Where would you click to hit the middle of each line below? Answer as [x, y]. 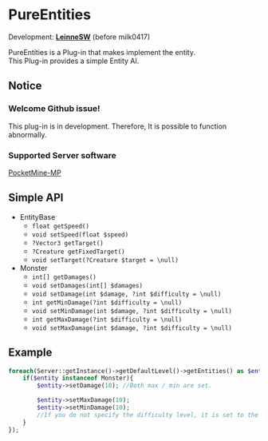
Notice [25, 86]
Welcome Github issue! [55, 109]
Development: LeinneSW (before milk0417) [79, 37]
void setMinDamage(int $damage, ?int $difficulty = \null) [132, 311]
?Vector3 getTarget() [67, 243]
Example [30, 353]
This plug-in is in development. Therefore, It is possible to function [118, 126]
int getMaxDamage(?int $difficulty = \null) [107, 320]
